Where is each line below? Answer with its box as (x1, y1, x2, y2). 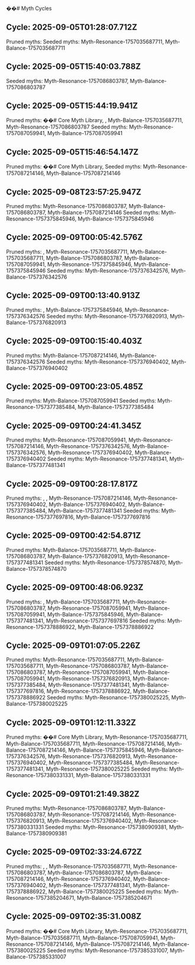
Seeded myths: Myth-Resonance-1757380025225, (47, 694, 170, 701)
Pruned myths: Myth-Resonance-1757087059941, (6, 436, 128, 443)
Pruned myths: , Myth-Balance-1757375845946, (6, 306, 124, 313)
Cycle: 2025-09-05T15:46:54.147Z (6, 147, 139, 157)
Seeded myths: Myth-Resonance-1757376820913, (46, 312, 169, 319)
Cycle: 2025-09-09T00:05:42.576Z (6, 232, 143, 242)
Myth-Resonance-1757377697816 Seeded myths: (45, 617, 167, 624)
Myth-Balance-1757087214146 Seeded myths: (47, 209, 160, 216)
